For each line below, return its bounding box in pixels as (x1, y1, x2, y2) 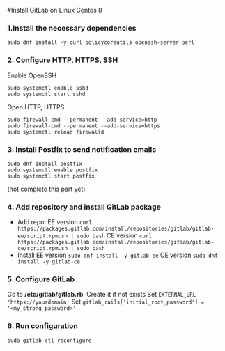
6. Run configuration (7, 321, 78, 331)
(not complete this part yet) (7, 185, 86, 193)
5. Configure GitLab (7, 274, 75, 284)
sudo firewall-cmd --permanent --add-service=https (7, 122, 160, 130)
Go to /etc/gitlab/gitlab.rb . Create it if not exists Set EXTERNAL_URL (7, 290, 196, 299)
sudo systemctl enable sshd (7, 84, 89, 91)
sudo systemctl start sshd (7, 91, 86, 97)
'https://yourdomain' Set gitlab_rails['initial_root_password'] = (7, 297, 204, 306)
